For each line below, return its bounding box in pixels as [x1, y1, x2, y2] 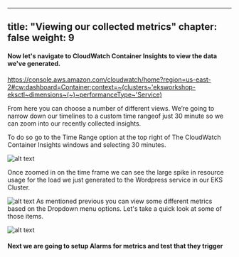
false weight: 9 [7, 32, 75, 44]
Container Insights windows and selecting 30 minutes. [7, 140, 166, 149]
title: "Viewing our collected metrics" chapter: [7, 21, 218, 33]
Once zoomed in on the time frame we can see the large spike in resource [7, 168, 224, 176]
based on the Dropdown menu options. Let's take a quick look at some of [7, 204, 223, 213]
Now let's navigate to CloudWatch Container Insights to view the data [7, 51, 218, 60]
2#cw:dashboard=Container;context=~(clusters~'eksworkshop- [7, 82, 196, 91]
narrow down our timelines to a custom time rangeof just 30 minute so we [7, 111, 224, 120]
